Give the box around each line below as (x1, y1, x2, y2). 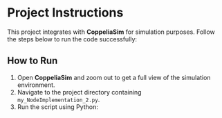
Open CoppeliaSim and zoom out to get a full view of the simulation (17, 73, 211, 81)
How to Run (7, 55, 58, 67)
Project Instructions (7, 5, 124, 21)
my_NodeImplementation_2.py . (17, 95, 100, 104)
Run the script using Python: (17, 102, 98, 111)
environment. (17, 81, 55, 89)
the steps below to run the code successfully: (7, 35, 137, 43)
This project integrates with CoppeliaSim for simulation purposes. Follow (7, 28, 216, 36)
